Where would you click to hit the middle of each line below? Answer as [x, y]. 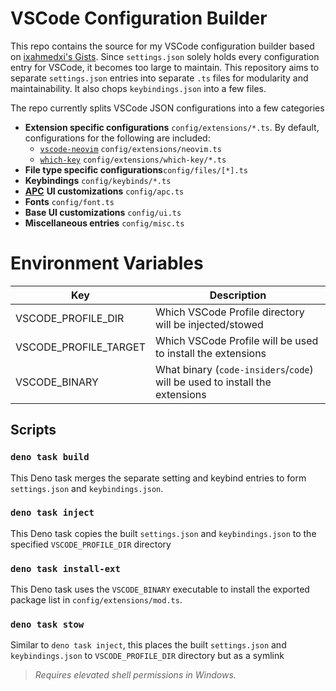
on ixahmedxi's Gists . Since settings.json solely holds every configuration [165, 56]
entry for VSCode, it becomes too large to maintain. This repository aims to [165, 67]
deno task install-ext [65, 568]
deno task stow [47, 625]
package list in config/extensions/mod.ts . [96, 600]
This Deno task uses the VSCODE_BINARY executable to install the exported [160, 589]
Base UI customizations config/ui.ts [103, 212]
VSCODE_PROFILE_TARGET [80, 347]
